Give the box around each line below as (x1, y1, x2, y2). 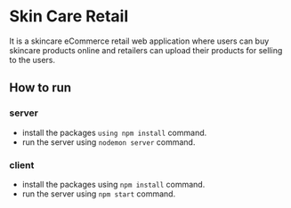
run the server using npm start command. (21, 188, 176, 199)
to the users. (9, 54, 56, 65)
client (9, 158, 35, 171)
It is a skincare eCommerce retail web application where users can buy (9, 36, 270, 46)
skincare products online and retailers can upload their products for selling (9, 44, 283, 55)
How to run (9, 80, 72, 95)
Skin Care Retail (9, 6, 129, 27)
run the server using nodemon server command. (21, 136, 196, 148)
